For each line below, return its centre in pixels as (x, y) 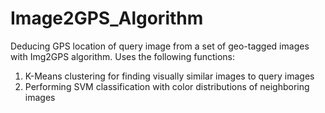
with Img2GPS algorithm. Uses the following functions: (122, 56)
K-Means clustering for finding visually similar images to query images (169, 76)
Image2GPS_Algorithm (107, 18)
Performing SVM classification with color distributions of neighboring (167, 86)
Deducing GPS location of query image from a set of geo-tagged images (160, 46)
